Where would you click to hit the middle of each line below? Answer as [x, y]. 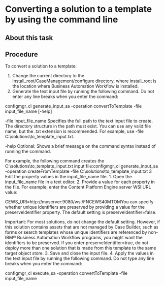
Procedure [22, 54]
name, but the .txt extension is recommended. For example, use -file [74, 131]
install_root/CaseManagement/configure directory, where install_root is [84, 81]
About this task [29, 38]
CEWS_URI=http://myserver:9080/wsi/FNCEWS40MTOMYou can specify [79, 202]
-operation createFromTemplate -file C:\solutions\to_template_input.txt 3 [78, 171]
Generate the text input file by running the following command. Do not [83, 92]
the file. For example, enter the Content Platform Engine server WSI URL [78, 187]
